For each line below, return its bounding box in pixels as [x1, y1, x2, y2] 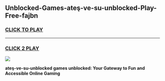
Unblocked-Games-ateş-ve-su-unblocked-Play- [5, 4, 157, 12]
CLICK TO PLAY [5, 27, 43, 33]
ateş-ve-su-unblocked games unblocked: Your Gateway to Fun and [5, 65, 145, 71]
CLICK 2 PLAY [5, 45, 39, 52]
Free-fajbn [5, 12, 38, 20]
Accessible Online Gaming [5, 70, 60, 76]
